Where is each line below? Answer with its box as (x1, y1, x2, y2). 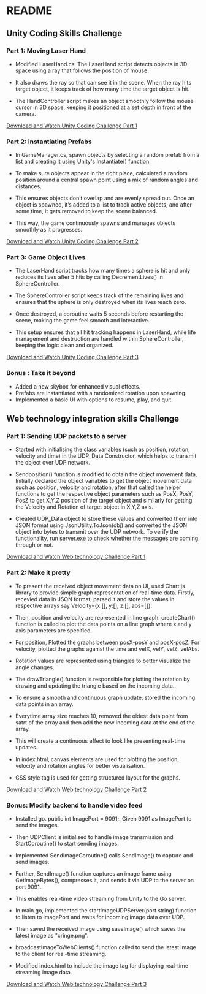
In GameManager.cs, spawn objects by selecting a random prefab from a (15, 151, 200, 159)
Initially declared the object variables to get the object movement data (15, 477, 192, 485)
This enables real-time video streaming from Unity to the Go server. (15, 895, 186, 903)
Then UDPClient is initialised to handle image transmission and (15, 833, 174, 841)
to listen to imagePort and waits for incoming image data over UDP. (15, 914, 185, 921)
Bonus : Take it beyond (6, 369, 75, 377)
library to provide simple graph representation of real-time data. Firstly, (15, 589, 195, 596)
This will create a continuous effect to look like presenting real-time (15, 737, 186, 745)
